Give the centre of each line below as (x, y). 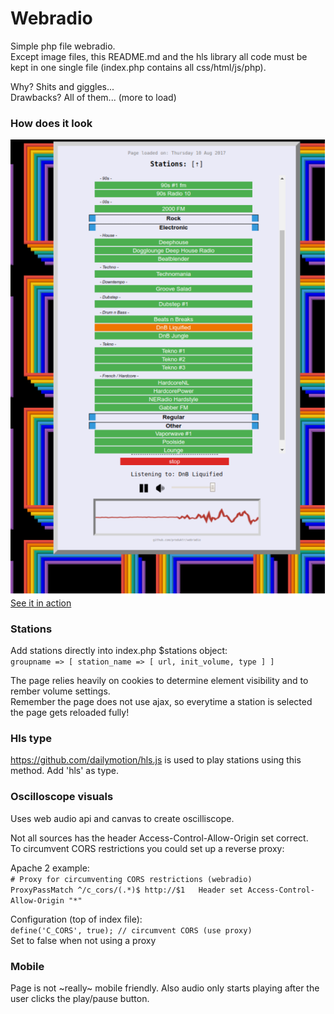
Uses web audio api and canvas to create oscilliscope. (122, 818)
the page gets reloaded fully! (70, 713)
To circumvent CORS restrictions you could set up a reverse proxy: (147, 848)
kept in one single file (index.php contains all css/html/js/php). (138, 67)
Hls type (31, 738)
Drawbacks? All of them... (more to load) (93, 97)
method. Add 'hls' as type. (65, 771)
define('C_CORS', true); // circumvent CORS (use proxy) (131, 930)
